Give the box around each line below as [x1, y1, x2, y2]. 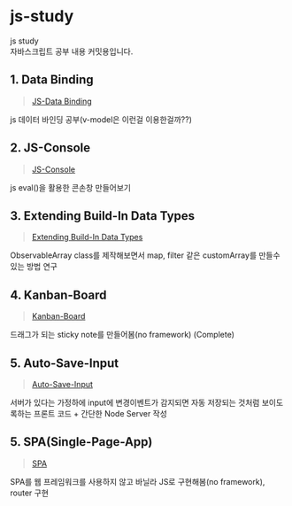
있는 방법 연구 [10, 261, 58, 272]
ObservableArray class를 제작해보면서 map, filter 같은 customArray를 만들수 [10, 250, 281, 261]
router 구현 [10, 487, 50, 498]
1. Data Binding [10, 73, 94, 88]
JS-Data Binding [31, 96, 92, 106]
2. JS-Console [10, 140, 91, 156]
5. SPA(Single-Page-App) [10, 434, 153, 449]
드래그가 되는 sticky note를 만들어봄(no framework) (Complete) [10, 330, 235, 340]
